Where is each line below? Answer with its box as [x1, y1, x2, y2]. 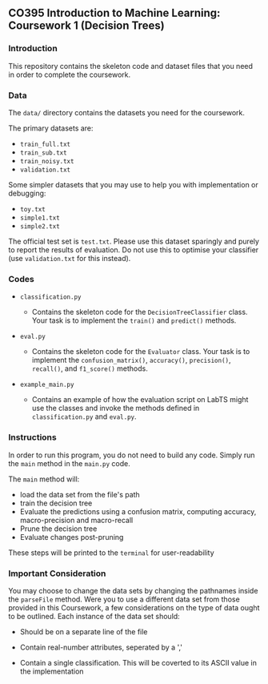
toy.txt [19, 205, 46, 213]
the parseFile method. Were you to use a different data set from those [8, 594, 240, 604]
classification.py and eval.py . [31, 412, 138, 421]
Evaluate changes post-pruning [19, 532, 124, 541]
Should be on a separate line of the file [19, 626, 148, 636]
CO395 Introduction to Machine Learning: [8, 6, 221, 20]
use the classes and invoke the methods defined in [31, 404, 200, 413]
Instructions [8, 432, 58, 443]
